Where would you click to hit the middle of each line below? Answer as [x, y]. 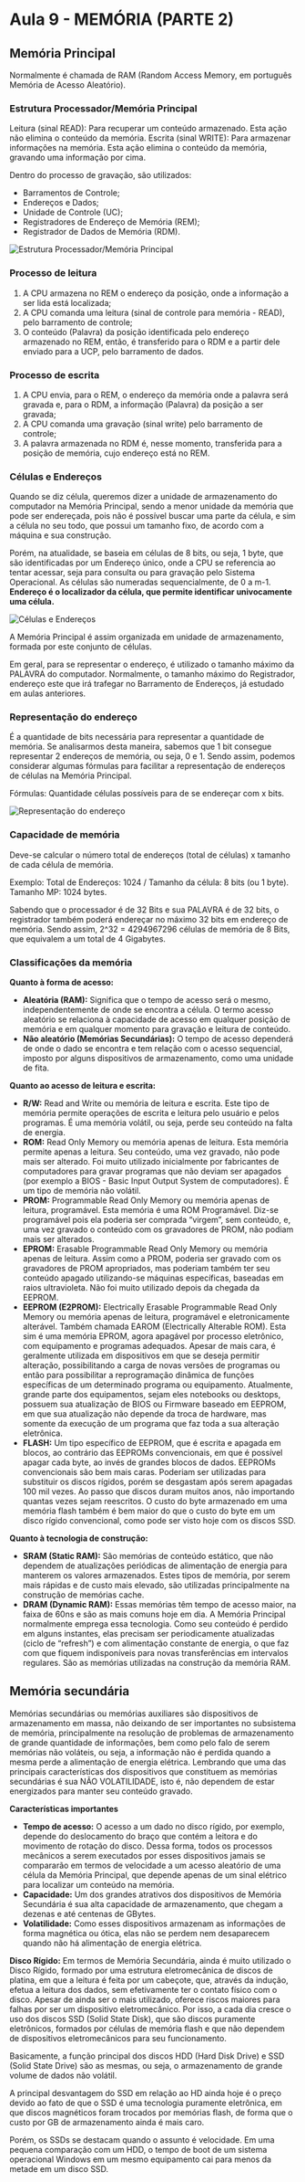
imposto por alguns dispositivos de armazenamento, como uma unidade [158, 1059]
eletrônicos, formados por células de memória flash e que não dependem [147, 2029]
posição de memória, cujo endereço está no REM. [116, 453]
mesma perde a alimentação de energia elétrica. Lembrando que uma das [148, 1762]
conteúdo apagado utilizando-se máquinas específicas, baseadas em [153, 1278]
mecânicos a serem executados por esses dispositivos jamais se [144, 1855]
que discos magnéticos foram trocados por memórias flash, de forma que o [151, 2112]
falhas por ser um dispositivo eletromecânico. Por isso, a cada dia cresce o [150, 2008]
